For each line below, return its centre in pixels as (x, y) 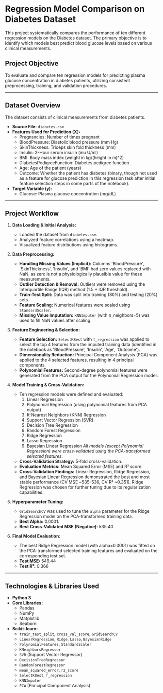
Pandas (27, 608)
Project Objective (32, 63)
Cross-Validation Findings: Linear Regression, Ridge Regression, (85, 472)
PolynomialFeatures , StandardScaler (55, 644)
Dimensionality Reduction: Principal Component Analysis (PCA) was (88, 355)
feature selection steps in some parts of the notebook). (74, 183)
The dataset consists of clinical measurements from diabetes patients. (75, 117)
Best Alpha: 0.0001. (39, 521)
